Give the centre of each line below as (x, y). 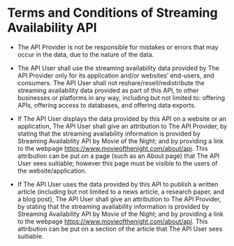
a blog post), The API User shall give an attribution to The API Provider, (119, 199)
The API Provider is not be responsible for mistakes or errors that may (118, 47)
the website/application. (52, 171)
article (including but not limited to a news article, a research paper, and (121, 191)
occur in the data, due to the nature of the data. (86, 55)
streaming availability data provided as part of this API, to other (108, 90)
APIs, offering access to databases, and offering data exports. (107, 105)
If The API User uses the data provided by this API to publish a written (118, 184)
